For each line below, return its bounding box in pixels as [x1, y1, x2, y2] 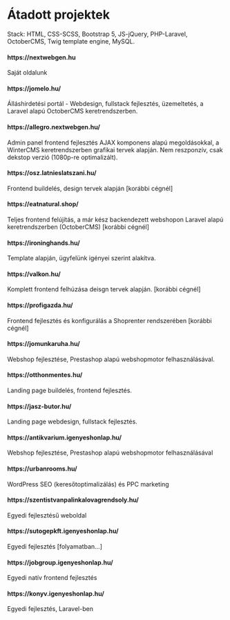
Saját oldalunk [7, 69, 48, 77]
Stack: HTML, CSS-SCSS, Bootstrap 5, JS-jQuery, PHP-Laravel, [7, 30, 188, 38]
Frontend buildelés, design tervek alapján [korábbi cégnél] [7, 184, 173, 192]
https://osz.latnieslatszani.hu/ [7, 169, 97, 177]
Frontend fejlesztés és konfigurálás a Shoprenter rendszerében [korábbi [7, 316, 212, 325]
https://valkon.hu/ [7, 270, 61, 278]
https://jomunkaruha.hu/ [7, 340, 81, 348]
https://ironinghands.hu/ [7, 239, 81, 247]
